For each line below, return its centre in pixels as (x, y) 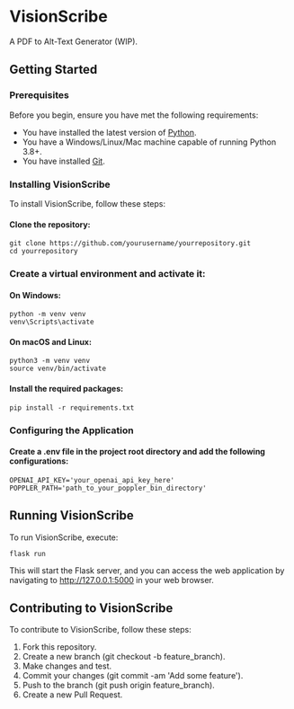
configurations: (39, 461)
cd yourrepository (44, 252)
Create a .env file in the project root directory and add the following (137, 452)
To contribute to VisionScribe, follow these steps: (100, 630)
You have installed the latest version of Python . (109, 132)
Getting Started (53, 70)
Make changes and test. (67, 666)
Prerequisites (39, 95)
